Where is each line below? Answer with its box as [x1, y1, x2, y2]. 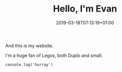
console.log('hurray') [5, 62, 53, 67]
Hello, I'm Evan [53, 3, 117, 15]
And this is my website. [5, 42, 54, 48]
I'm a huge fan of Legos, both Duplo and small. [5, 52, 103, 58]
